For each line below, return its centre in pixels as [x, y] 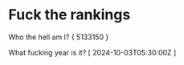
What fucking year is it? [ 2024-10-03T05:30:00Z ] [92, 52]
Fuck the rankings [70, 15]
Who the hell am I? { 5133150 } [59, 37]
